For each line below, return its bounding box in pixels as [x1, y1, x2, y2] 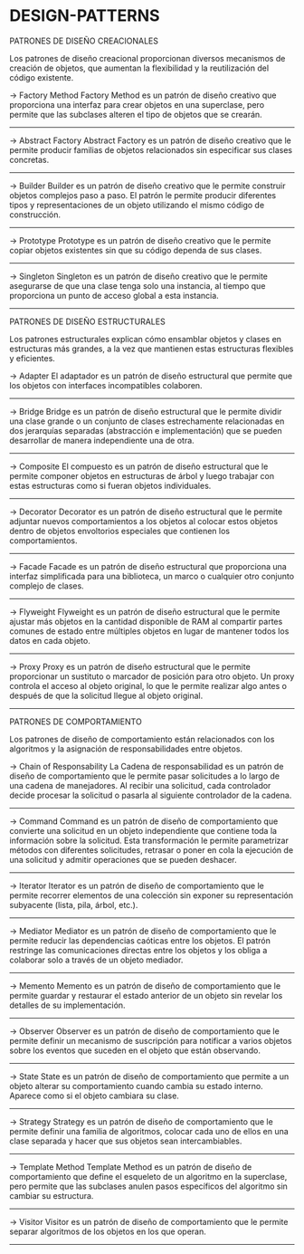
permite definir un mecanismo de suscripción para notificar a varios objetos [9, 1035, 292, 1046]
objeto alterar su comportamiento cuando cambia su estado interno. [9, 1080, 264, 1091]
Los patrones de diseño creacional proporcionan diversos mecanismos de [9, 53, 286, 63]
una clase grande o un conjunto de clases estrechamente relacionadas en [9, 416, 285, 426]
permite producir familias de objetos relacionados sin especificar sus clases [9, 144, 292, 155]
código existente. [9, 72, 74, 82]
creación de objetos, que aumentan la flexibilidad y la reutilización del [9, 62, 270, 73]
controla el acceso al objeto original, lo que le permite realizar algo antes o [9, 680, 288, 691]
